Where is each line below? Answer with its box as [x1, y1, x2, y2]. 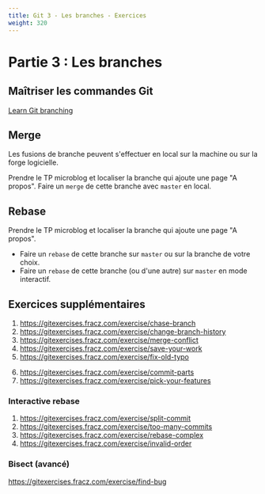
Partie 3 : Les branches [8, 53, 163, 71]
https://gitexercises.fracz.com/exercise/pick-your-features [19, 375, 211, 385]
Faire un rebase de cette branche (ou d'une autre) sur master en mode [19, 266, 248, 275]
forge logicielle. [8, 158, 59, 167]
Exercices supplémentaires [8, 298, 146, 311]
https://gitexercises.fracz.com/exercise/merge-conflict [19, 335, 199, 344]
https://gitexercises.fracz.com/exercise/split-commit [19, 413, 191, 424]
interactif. [19, 275, 51, 284]
